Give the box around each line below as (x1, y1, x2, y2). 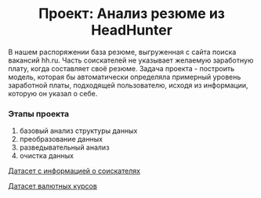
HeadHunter (91, 21, 172, 39)
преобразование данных (19, 135, 103, 144)
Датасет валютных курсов (8, 182, 98, 191)
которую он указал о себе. (8, 88, 98, 98)
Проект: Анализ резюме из (38, 5, 226, 23)
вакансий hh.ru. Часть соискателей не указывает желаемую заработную (8, 56, 254, 65)
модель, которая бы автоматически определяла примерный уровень (8, 72, 241, 81)
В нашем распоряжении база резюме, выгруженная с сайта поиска (8, 47, 237, 56)
